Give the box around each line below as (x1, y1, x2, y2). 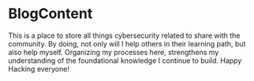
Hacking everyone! (8, 64, 69, 73)
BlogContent (8, 5, 93, 23)
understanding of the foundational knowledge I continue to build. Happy (8, 56, 242, 65)
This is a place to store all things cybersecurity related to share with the (8, 31, 241, 40)
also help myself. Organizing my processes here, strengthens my (8, 47, 219, 57)
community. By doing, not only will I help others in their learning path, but (8, 39, 246, 48)
